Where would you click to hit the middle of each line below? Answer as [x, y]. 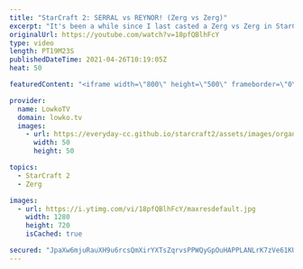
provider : [28, 100]
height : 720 [48, 226]
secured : [26, 250]
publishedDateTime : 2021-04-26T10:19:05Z [88, 60]
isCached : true [54, 234]
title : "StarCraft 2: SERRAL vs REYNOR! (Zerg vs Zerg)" [119, 18]
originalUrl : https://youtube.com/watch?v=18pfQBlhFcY [115, 34]
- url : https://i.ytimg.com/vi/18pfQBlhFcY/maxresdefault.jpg [137, 209]
